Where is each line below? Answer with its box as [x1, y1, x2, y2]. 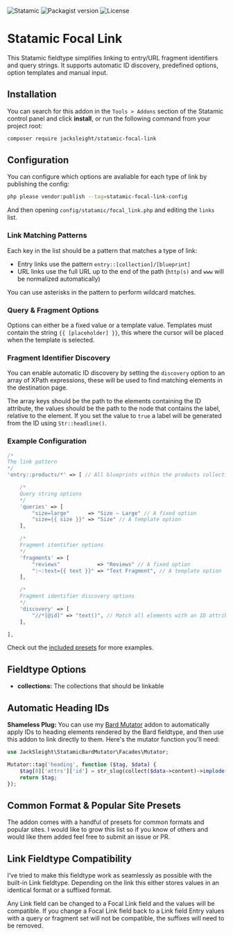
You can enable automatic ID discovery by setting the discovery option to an [7, 369, 225, 377]
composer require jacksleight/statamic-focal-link [7, 135, 157, 142]
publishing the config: [7, 180, 69, 189]
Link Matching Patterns [7, 231, 87, 241]
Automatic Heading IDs [7, 702, 110, 714]
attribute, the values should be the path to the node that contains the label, [7, 404, 221, 412]
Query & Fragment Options [7, 305, 99, 315]
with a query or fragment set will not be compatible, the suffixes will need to [7, 914, 225, 922]
